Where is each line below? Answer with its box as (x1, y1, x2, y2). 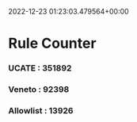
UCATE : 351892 (8, 63, 72, 74)
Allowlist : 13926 (8, 105, 74, 116)
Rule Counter (8, 35, 97, 52)
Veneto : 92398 (8, 84, 70, 95)
